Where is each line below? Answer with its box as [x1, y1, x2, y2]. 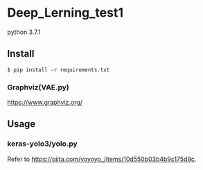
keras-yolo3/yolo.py [7, 139, 78, 148]
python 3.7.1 [7, 28, 41, 36]
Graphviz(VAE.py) [7, 82, 69, 92]
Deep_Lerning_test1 [7, 5, 123, 21]
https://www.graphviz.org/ [7, 99, 83, 107]
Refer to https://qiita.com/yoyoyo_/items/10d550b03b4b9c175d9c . [7, 155, 197, 163]
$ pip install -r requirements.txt [7, 66, 110, 74]
